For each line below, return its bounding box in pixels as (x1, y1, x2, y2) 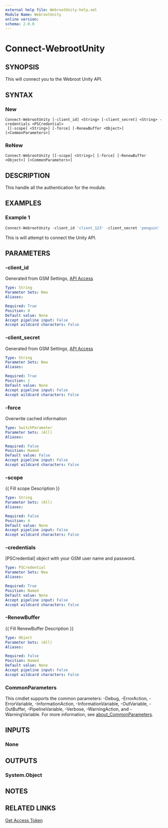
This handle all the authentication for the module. (5, 185, 106, 191)
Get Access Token (5, 817, 43, 823)
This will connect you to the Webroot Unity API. (5, 76, 102, 82)
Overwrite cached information (5, 415, 67, 421)
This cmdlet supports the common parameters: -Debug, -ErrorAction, (5, 696, 148, 702)
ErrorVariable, (5, 701, 34, 707)
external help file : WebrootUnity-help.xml (5, 7, 97, 13)
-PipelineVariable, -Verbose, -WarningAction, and (27, 706, 129, 712)
